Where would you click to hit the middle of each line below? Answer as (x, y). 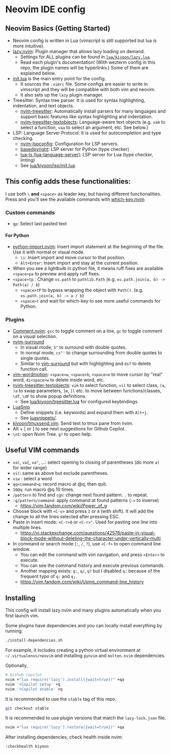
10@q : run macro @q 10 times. (43, 490)
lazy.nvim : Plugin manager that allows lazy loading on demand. (79, 51)
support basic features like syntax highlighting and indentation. (87, 117)
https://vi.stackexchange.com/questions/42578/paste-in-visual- (88, 533)
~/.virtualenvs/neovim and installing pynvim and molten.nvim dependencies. (86, 656)
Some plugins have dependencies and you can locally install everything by (84, 626)
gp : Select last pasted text (40, 224)
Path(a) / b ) (26, 285)
